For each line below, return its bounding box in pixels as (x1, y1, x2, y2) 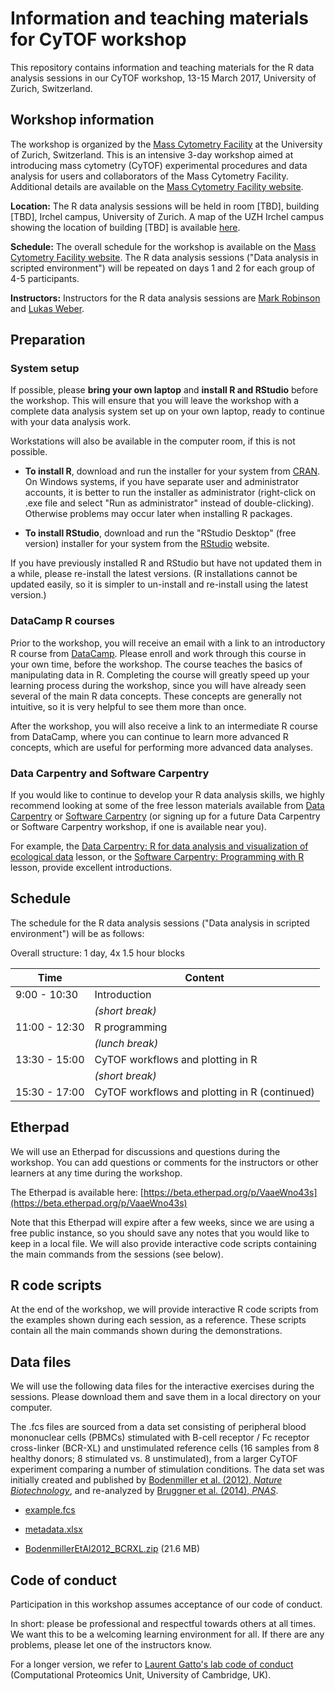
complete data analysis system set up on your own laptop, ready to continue (10, 405, 325, 417)
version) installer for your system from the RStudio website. (24, 538, 270, 550)
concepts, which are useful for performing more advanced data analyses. (10, 741, 313, 753)
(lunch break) (94, 1036, 159, 1050)
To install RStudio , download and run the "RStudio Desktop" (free (24, 527, 297, 539)
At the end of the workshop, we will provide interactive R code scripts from (10, 1303, 319, 1316)
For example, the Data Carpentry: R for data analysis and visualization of (10, 840, 309, 852)
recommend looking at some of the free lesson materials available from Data (10, 800, 325, 812)
